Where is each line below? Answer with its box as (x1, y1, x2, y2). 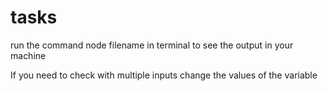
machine (10, 49, 47, 61)
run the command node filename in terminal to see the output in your (10, 39, 294, 51)
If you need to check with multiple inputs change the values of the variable (10, 69, 318, 81)
